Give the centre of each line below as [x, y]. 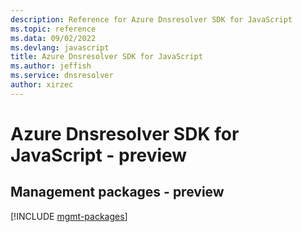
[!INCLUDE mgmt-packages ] [69, 216]
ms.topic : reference [53, 29]
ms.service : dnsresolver [62, 76]
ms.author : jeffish [51, 66]
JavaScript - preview [99, 155]
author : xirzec [42, 85]
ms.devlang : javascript [60, 47]
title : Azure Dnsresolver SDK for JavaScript [106, 57]
